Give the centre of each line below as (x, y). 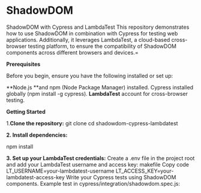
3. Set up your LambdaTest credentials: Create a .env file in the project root (100, 158)
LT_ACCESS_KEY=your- (145, 171)
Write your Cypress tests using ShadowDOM (121, 177)
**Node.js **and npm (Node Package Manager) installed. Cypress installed (100, 87)
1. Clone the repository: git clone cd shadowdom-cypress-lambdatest (92, 123)
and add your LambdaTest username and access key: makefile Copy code (98, 164)
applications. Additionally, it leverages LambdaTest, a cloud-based (88, 40)
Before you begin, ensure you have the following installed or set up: (90, 76)
